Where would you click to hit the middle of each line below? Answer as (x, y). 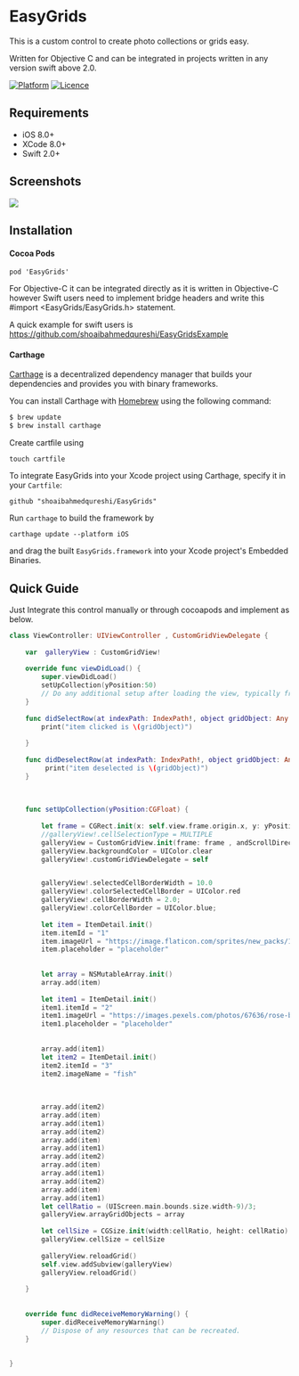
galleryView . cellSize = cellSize (103, 1240)
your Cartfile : (36, 485)
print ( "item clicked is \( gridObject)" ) (117, 727)
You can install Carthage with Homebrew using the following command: (140, 401)
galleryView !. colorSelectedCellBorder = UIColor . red (141, 892)
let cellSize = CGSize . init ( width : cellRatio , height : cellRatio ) (165, 1232)
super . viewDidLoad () (79, 677)
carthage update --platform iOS (69, 535)
